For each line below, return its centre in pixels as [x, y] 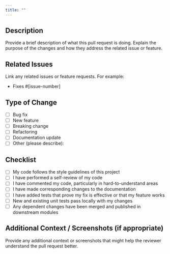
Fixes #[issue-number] [37, 87]
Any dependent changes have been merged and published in [77, 206]
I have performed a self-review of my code [58, 178]
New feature [26, 121]
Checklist [21, 160]
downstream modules [35, 212]
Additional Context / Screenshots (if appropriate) [84, 228]
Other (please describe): [38, 144]
